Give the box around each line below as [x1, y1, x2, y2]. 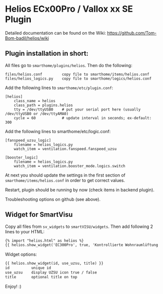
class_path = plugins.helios [14, 103, 73, 108]
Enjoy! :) [5, 283, 22, 289]
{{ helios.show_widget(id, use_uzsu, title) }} [5, 261, 104, 266]
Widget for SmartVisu [5, 210, 73, 219]
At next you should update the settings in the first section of [5, 172, 125, 178]
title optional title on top [5, 274, 78, 279]
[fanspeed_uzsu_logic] [5, 138, 51, 143]
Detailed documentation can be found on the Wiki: [5, 30, 106, 36]
